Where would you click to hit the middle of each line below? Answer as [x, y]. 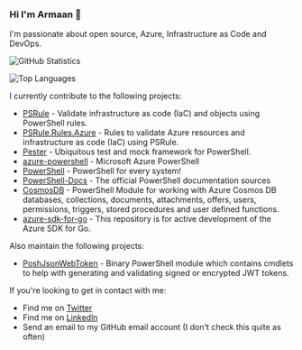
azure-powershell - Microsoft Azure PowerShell [111, 161]
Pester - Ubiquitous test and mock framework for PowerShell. [137, 152]
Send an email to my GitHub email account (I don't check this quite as [151, 327]
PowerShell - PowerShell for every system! [102, 171]
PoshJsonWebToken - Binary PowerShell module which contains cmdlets [158, 263]
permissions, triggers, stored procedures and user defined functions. [151, 209]
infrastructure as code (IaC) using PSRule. [101, 143]
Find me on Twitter [57, 308]
